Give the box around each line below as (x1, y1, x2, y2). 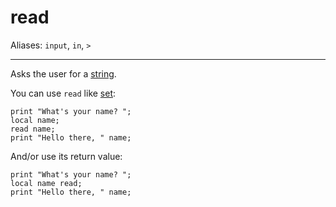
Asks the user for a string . (10, 67, 117, 80)
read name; (10, 124, 56, 134)
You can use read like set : (10, 87, 117, 99)
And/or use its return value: (10, 150, 123, 162)
